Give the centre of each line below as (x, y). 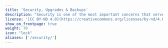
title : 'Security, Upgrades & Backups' (47, 10)
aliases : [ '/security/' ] (31, 38)
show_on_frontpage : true (31, 24)
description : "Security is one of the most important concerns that (78, 14)
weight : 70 (16, 28)
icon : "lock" (19, 33)
